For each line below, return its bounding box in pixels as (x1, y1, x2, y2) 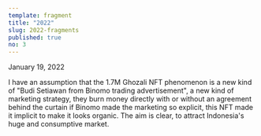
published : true (8, 33, 62, 42)
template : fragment (8, 11, 73, 20)
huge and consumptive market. (8, 119, 110, 129)
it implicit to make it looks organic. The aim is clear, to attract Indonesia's (8, 111, 244, 120)
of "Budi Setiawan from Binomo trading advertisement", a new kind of (8, 86, 234, 95)
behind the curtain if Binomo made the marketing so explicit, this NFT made (8, 103, 254, 112)
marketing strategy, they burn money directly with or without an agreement (8, 94, 252, 104)
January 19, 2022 (8, 62, 65, 72)
